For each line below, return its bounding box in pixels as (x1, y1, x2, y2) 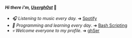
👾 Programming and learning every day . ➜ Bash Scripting (12, 22, 128, 28)
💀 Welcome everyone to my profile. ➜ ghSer (12, 28, 100, 34)
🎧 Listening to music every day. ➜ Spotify (12, 16, 97, 21)
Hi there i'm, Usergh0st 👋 (5, 4, 57, 10)
